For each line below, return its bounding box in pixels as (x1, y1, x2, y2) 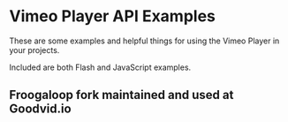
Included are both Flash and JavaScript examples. (9, 62, 192, 72)
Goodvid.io (9, 102, 72, 117)
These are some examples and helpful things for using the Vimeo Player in (9, 35, 280, 46)
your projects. (9, 44, 60, 55)
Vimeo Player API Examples (9, 6, 216, 27)
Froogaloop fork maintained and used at (9, 88, 234, 103)
